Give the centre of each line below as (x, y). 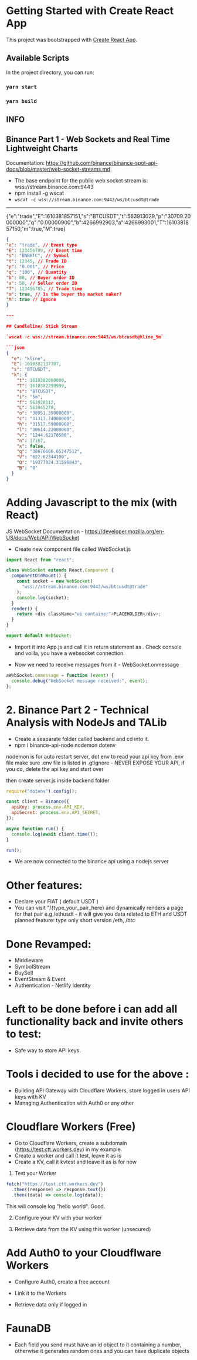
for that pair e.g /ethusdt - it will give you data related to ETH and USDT (101, 914)
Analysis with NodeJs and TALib (86, 722)
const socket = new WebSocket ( (55, 581)
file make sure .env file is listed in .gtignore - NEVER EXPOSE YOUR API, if (95, 763)
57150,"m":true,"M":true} (36, 228)
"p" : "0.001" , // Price (35, 267)
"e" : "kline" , (28, 358)
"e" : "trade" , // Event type (42, 245)
